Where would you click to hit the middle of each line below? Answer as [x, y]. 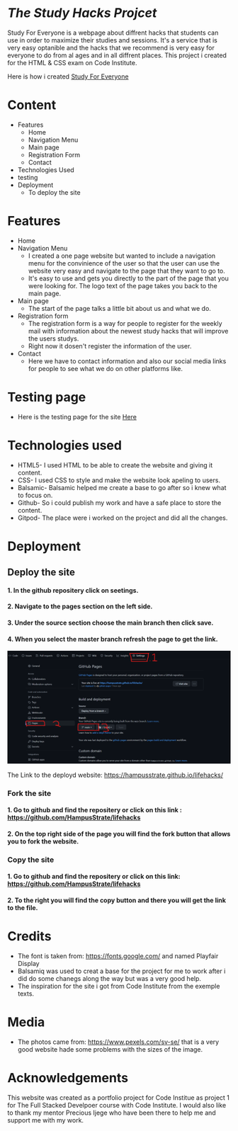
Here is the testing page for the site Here [77, 416]
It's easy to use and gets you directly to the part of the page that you [128, 278]
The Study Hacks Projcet [82, 13]
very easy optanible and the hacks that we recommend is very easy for [111, 47]
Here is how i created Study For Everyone [68, 76]
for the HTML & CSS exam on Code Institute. [72, 62]
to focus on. [35, 495]
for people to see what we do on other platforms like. [105, 368]
